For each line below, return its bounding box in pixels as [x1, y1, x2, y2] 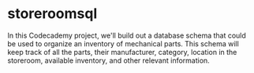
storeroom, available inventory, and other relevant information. [7, 56, 210, 65]
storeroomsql [7, 5, 98, 23]
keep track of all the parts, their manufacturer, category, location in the [7, 47, 237, 57]
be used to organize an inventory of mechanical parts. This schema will [7, 38, 240, 48]
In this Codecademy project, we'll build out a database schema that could [7, 31, 246, 40]
